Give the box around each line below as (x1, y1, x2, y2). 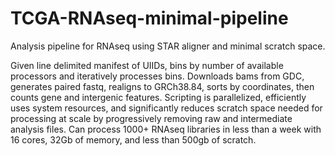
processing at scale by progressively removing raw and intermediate (10, 112, 293, 124)
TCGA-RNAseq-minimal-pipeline (10, 7, 289, 30)
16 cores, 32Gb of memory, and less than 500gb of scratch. (10, 133, 257, 146)
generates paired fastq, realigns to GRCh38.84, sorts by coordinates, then (10, 80, 315, 92)
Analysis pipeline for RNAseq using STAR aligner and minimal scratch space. (10, 40, 326, 52)
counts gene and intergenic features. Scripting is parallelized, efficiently (10, 91, 307, 103)
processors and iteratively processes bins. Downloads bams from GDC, (10, 70, 305, 82)
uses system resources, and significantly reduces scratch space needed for (10, 102, 323, 114)
